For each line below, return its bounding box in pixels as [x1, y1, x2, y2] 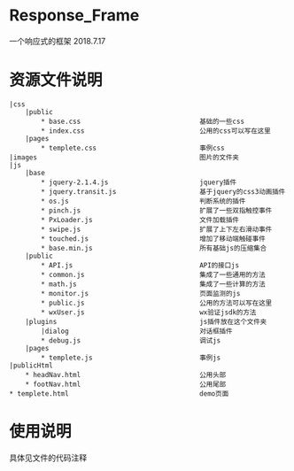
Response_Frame [9, 5, 140, 26]
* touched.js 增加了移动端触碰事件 [41, 234, 266, 243]
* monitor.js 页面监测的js [41, 289, 241, 297]
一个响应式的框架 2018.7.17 [9, 35, 106, 46]
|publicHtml [9, 360, 53, 370]
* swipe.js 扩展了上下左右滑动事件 [41, 225, 273, 234]
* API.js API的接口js [41, 260, 240, 270]
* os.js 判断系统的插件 [41, 197, 246, 205]
